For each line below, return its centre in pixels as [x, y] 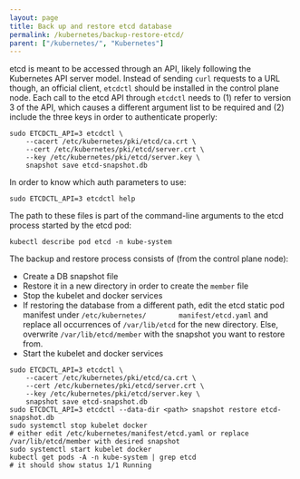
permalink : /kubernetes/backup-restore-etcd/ [97, 34]
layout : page [34, 18]
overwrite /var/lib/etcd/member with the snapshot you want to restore [154, 334]
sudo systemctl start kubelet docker [81, 450]
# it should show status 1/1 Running [81, 465]
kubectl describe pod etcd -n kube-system [91, 242]
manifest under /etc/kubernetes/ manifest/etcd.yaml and [145, 315]
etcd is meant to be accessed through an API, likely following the [131, 69]
